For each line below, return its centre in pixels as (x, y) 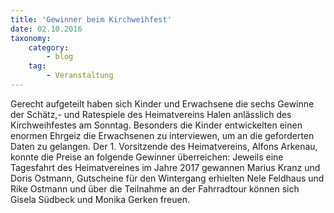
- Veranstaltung (80, 76)
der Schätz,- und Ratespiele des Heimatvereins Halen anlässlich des (151, 114)
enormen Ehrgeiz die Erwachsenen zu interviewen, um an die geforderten (162, 135)
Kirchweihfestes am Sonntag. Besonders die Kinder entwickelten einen (156, 125)
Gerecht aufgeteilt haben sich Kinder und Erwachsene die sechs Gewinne (162, 103)
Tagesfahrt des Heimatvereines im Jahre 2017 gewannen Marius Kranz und (165, 167)
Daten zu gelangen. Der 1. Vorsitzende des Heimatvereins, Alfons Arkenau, (164, 146)
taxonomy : (31, 38)
